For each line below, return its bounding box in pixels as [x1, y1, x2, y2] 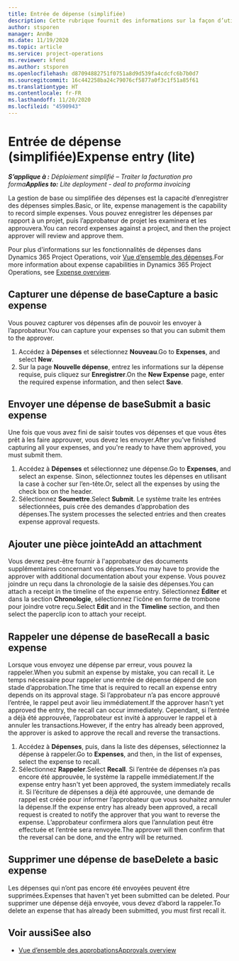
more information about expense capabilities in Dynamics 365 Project [8, 260, 211, 269]
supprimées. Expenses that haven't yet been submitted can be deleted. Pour [8, 891, 230, 900]
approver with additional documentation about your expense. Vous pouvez [8, 572, 226, 580]
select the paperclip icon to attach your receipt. [8, 610, 147, 619]
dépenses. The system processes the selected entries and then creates [18, 510, 226, 519]
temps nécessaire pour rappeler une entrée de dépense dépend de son [8, 676, 217, 684]
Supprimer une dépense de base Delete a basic [8, 854, 219, 866]
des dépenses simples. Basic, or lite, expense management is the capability [8, 201, 228, 210]
